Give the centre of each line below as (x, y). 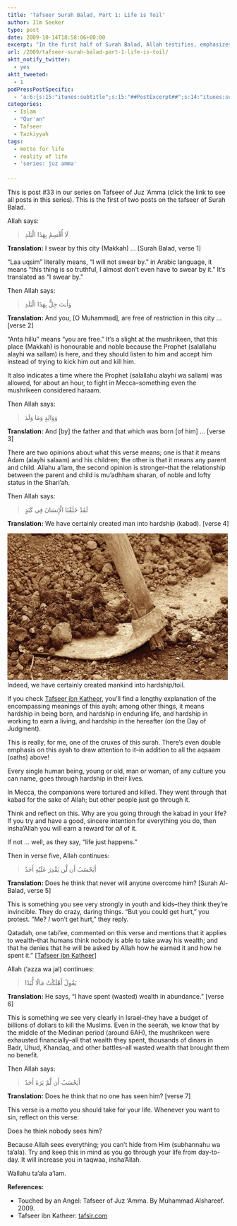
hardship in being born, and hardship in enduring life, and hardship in (108, 714)
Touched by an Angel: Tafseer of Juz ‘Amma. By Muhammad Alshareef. (121, 1201)
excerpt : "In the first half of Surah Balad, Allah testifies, (102, 45)
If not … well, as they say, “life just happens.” (72, 842)
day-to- (209, 1152)
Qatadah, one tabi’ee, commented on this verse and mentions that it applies (117, 933)
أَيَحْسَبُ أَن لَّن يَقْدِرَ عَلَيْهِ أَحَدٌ (60, 869)
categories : (25, 104)
